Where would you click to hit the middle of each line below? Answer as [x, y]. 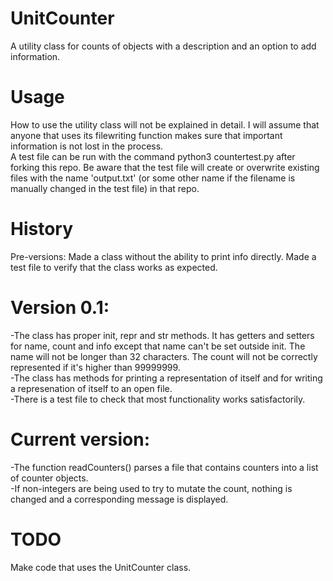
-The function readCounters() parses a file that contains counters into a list [164, 467]
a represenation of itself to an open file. [91, 388]
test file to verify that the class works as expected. [114, 267]
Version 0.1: [60, 308]
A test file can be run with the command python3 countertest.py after [153, 156]
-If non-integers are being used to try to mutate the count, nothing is [151, 488]
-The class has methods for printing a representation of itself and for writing [166, 378]
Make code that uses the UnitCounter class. [101, 567]
